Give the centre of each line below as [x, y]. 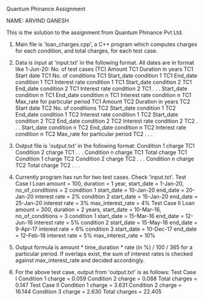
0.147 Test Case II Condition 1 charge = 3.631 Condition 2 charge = [98, 285]
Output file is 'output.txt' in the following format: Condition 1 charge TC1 [105, 146]
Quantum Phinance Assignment [46, 9]
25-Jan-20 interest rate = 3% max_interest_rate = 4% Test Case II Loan [105, 203]
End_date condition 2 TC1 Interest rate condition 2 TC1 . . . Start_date [101, 89]
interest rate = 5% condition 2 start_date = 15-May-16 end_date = [116, 223]
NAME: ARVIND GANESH [37, 20]
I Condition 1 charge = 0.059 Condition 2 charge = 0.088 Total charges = [106, 278]
